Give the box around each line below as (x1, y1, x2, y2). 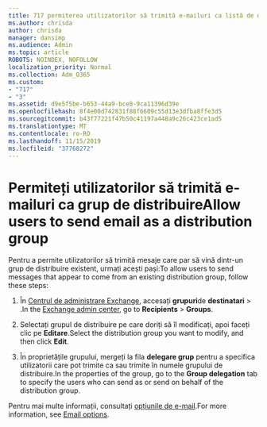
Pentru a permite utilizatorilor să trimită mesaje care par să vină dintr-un (8, 256, 244, 265)
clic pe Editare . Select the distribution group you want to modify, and (19, 329, 244, 338)
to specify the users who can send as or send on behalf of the (19, 378, 224, 387)
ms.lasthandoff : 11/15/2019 (8, 137, 102, 145)
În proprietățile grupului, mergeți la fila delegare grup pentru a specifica (19, 352, 256, 362)
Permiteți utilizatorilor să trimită (8, 179, 222, 197)
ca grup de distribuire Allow (58, 195, 241, 213)
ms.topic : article (8, 48, 69, 56)
